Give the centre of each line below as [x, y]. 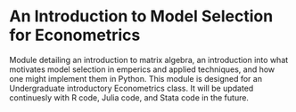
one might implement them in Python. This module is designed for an [136, 78]
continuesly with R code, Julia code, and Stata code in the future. [129, 97]
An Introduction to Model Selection [141, 16]
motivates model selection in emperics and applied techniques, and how [142, 69]
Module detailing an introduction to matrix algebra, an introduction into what [149, 60]
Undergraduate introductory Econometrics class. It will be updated [132, 88]
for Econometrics [75, 35]
